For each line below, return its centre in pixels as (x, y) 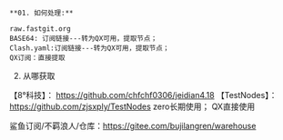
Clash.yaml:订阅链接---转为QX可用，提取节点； (90, 48)
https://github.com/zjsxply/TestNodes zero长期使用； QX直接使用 (132, 106)
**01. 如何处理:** (41, 13)
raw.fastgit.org (40, 29)
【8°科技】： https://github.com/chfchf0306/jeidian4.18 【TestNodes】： (143, 95)
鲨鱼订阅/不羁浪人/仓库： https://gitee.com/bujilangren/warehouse (133, 126)
